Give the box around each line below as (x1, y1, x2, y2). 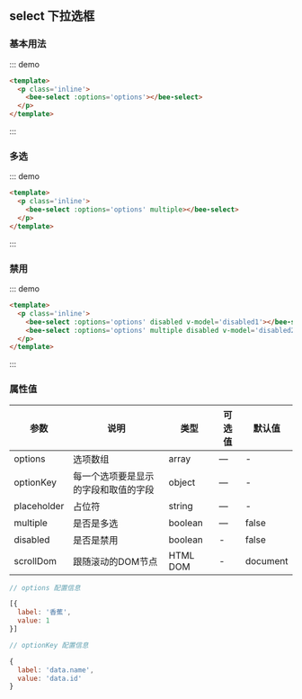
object (168, 476, 196, 488)
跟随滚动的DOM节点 (73, 555, 158, 568)
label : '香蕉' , (17, 608, 72, 617)
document (244, 554, 289, 567)
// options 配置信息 (9, 583, 81, 592)
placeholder (13, 499, 65, 512)
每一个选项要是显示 (73, 470, 155, 482)
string (168, 499, 193, 512)
